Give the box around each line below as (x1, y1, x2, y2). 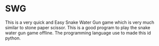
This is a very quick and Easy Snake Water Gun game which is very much (5, 19, 155, 25)
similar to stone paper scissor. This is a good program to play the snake (5, 24, 151, 30)
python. (5, 35, 21, 41)
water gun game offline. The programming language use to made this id (5, 30, 152, 36)
